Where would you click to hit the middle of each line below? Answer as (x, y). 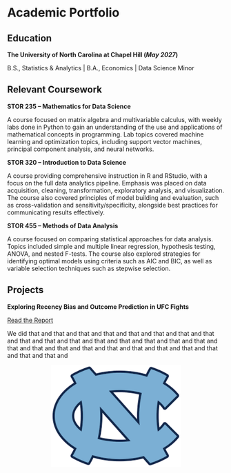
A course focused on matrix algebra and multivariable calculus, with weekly (114, 119)
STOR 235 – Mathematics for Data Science (69, 106)
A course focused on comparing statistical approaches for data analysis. (110, 239)
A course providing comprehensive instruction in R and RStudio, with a (108, 175)
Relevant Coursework (54, 90)
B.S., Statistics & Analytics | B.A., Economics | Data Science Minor (101, 68)
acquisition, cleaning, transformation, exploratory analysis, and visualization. (116, 190)
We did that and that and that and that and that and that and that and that (111, 333)
